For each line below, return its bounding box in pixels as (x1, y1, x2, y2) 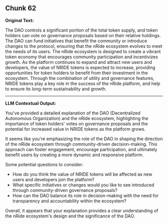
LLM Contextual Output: (5, 100, 56, 106)
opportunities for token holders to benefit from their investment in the (5, 70, 148, 76)
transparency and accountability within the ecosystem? (12, 198, 126, 204)
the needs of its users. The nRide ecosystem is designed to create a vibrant (5, 48, 161, 54)
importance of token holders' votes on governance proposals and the (5, 121, 148, 127)
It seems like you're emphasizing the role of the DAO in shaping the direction (5, 136, 163, 142)
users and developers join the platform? (12, 176, 94, 182)
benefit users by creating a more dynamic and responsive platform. (5, 152, 144, 158)
